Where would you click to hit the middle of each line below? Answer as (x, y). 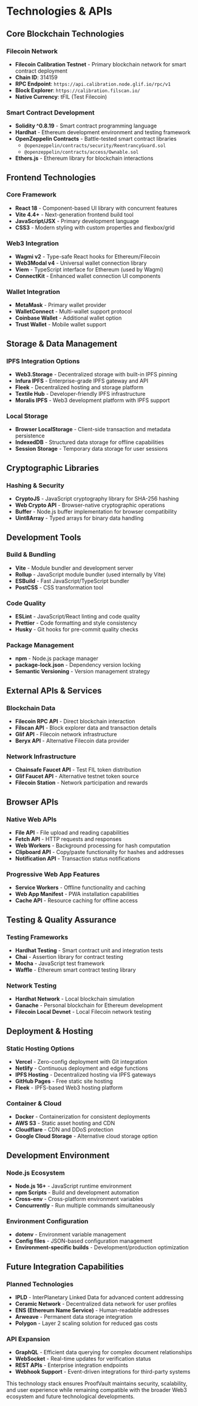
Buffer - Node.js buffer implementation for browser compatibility (96, 512)
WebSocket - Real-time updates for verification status (83, 1359)
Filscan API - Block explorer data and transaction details (86, 728)
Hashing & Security (36, 485)
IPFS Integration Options (43, 361)
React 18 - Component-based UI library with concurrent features (96, 208)
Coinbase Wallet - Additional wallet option (68, 318)
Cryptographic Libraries (53, 468)
